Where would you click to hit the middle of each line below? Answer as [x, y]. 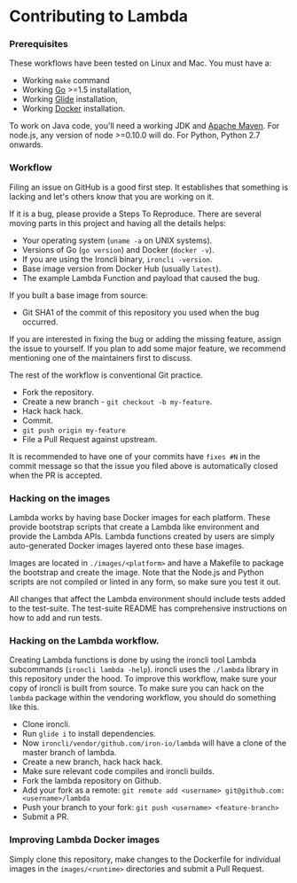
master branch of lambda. [69, 753]
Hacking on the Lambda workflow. [84, 641]
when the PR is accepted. [56, 475]
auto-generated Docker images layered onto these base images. [127, 546]
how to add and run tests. [56, 618]
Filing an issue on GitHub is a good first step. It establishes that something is [149, 187]
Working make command [66, 81]
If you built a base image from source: [78, 295]
